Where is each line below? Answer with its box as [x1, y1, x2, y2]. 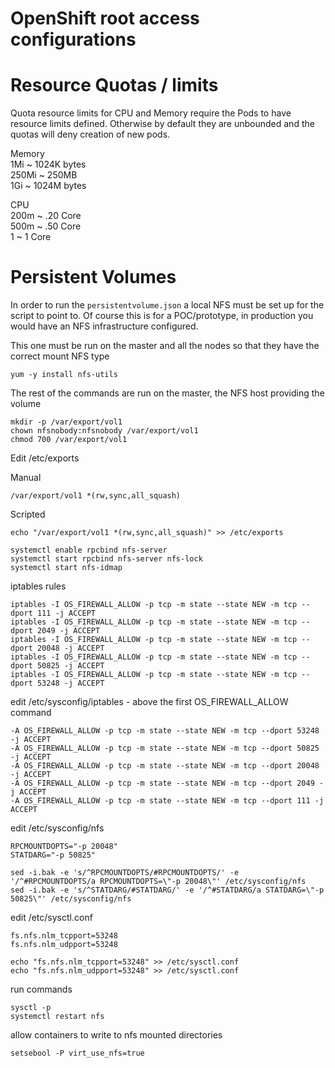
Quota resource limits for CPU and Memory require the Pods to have [10, 107, 292, 119]
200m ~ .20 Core [10, 210, 82, 222]
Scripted [10, 508, 46, 521]
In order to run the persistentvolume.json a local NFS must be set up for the [10, 299, 325, 311]
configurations [10, 28, 137, 51]
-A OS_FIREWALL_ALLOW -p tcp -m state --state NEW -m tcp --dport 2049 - [10, 778, 325, 789]
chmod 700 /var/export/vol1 [10, 435, 128, 445]
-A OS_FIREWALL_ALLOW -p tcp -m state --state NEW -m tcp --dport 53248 [10, 726, 320, 736]
